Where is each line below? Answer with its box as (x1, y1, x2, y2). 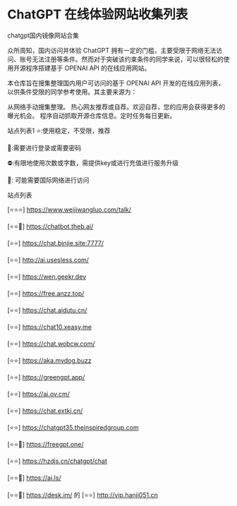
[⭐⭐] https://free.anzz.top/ (7, 289, 85, 297)
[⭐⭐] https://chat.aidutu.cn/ (7, 306, 87, 314)
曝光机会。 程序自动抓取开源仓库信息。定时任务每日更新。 (7, 111, 176, 120)
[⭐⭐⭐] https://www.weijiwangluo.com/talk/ (7, 205, 132, 214)
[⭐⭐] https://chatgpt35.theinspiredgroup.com (7, 423, 139, 431)
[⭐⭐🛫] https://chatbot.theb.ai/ (7, 222, 94, 230)
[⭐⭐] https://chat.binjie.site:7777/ (7, 239, 104, 247)
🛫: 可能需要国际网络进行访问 (7, 176, 90, 184)
